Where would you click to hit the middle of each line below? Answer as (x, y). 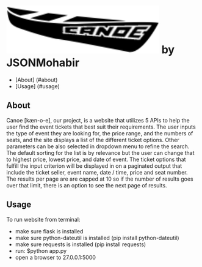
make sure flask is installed (49, 231)
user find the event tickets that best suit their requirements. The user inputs (101, 127)
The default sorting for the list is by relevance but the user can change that (100, 152)
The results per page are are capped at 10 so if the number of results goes (100, 179)
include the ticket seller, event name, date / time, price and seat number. (97, 172)
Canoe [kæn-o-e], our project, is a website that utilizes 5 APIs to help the (98, 120)
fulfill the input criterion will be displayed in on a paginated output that (94, 166)
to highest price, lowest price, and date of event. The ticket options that (96, 159)
